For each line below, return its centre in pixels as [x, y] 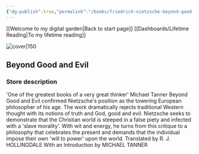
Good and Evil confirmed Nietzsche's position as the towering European [94, 101]
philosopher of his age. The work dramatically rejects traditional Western [95, 107]
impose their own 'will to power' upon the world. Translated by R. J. [88, 139]
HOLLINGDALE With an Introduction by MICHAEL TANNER [77, 145]
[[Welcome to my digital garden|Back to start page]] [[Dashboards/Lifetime [98, 28]
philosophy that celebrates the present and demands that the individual [93, 132]
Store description [32, 82]
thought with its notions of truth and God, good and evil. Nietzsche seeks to [98, 114]
